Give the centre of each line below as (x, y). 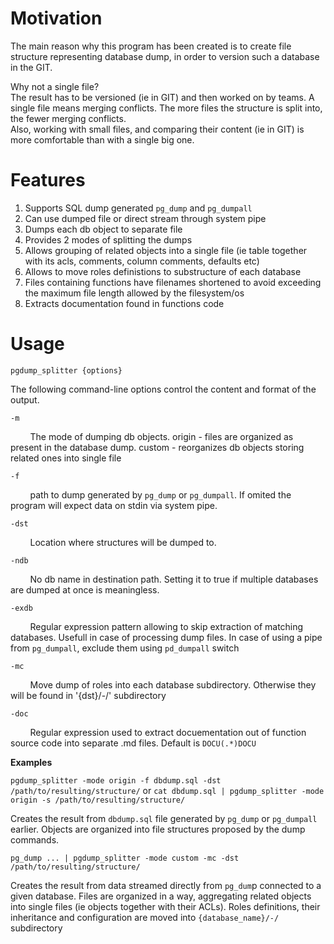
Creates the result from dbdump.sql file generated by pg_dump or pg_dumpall (164, 818)
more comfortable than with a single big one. (102, 139)
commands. (35, 839)
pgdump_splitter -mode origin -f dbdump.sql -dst (116, 780)
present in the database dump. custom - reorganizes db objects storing (157, 447)
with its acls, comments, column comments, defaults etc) (142, 261)
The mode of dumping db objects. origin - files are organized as (161, 436)
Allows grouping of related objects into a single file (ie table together (166, 250)
